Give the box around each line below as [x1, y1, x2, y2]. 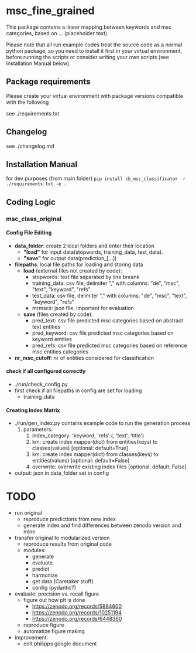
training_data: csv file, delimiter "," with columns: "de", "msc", [32, 280, 180, 287]
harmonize [32, 572, 59, 579]
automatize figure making [23, 628, 85, 635]
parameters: [23, 426, 53, 433]
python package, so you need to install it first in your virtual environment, [6, 47, 183, 54]
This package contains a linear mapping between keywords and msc [6, 23, 171, 30]
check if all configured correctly [6, 368, 86, 375]
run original [14, 509, 43, 516]
